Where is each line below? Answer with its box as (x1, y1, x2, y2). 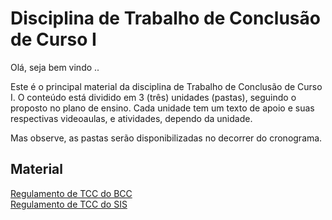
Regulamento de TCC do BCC (10, 187, 133, 199)
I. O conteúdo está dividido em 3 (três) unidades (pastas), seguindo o (10, 91, 297, 103)
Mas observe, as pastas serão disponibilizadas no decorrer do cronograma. (10, 132, 323, 144)
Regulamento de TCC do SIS (10, 198, 128, 210)
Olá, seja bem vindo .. (10, 61, 100, 73)
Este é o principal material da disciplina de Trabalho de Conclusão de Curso (10, 80, 323, 92)
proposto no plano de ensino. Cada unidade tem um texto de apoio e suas (10, 102, 315, 114)
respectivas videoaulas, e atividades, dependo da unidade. (10, 112, 253, 124)
